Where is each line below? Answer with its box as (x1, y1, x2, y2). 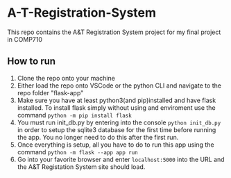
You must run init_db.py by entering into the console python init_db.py (17, 118, 221, 127)
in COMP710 (7, 35, 43, 43)
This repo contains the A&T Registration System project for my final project (7, 28, 221, 36)
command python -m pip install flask (17, 111, 132, 119)
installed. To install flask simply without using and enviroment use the (17, 103, 216, 112)
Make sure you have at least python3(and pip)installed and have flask (17, 96, 216, 104)
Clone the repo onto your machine (17, 74, 116, 82)
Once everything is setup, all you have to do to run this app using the (17, 140, 214, 149)
